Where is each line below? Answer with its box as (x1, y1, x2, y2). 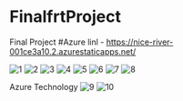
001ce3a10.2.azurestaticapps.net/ (9, 45, 137, 56)
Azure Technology (9, 81, 79, 92)
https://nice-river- (106, 36, 174, 47)
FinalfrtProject (9, 6, 121, 27)
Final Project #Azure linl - (9, 36, 105, 47)
